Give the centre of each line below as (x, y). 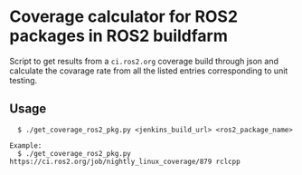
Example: (26, 146)
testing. (24, 80)
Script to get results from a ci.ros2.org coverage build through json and (144, 61)
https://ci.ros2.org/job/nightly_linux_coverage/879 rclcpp (125, 161)
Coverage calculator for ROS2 (123, 17)
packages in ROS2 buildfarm (118, 36)
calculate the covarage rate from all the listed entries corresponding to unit (149, 71)
